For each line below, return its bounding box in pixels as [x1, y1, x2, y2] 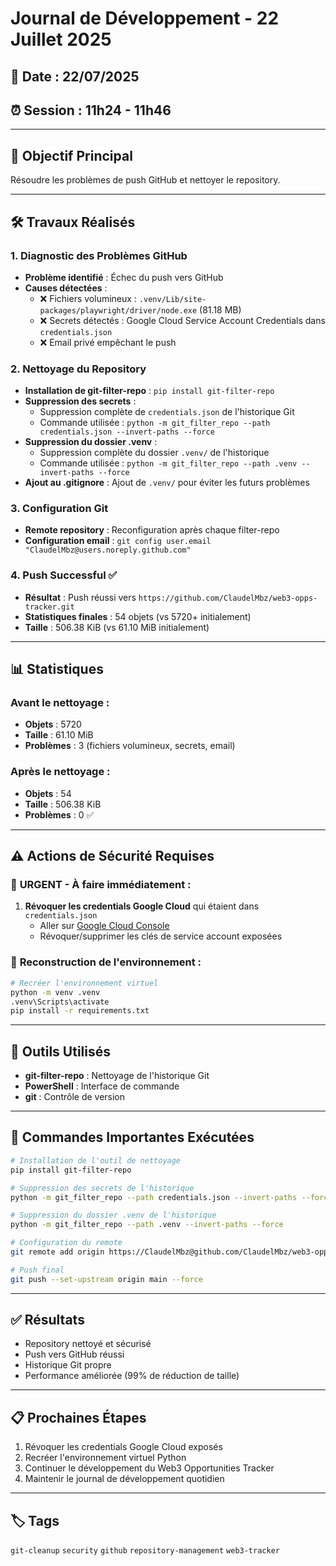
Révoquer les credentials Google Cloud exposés [24, 1441, 223, 1453]
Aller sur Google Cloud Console [39, 920, 170, 932]
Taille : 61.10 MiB [24, 729, 94, 741]
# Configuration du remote [10, 1238, 123, 1248]
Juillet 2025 [10, 28, 112, 51]
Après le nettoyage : [10, 765, 111, 779]
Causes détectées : [24, 282, 108, 294]
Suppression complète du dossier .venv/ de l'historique [39, 447, 270, 459]
